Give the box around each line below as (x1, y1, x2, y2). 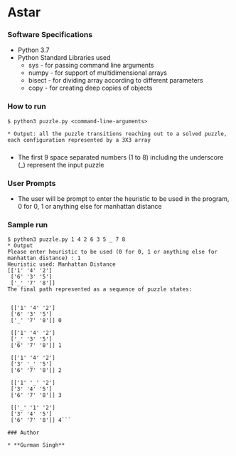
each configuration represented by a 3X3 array (7, 136, 151, 143)
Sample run (7, 219, 48, 229)
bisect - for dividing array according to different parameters (28, 76, 204, 85)
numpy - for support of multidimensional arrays (28, 68, 167, 77)
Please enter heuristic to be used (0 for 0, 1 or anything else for (7, 249, 218, 256)
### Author (7, 429, 40, 437)
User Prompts (7, 178, 56, 188)
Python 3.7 (17, 46, 50, 54)
